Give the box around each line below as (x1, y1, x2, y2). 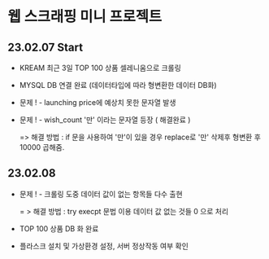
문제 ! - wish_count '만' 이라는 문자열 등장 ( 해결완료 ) (19, 115, 191, 125)
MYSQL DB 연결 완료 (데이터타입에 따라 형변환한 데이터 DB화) (19, 81, 217, 90)
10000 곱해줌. (19, 143, 65, 151)
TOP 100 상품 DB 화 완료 (19, 223, 99, 233)
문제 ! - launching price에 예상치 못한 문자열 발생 (19, 98, 176, 107)
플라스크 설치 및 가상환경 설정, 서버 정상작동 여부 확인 (19, 241, 189, 251)
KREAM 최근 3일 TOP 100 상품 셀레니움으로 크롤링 (19, 63, 182, 72)
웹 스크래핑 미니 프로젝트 (7, 7, 163, 26)
